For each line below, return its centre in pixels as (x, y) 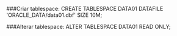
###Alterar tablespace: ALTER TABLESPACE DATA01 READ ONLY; (88, 27)
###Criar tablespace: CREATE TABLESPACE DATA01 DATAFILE (85, 9)
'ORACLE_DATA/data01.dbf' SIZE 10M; (54, 15)
